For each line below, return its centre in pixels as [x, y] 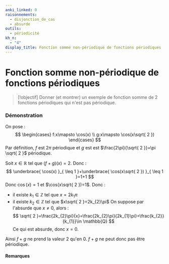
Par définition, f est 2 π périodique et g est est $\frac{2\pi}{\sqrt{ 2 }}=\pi [80, 147]
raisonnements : [21, 15]
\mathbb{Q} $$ [99, 221]
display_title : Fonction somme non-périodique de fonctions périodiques [83, 47]
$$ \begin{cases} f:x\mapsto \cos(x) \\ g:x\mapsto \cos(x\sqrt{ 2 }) [85, 134]
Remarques [18, 256]
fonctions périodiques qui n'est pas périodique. [67, 102]
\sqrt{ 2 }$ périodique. [29, 153]
